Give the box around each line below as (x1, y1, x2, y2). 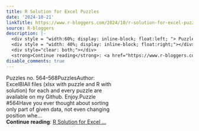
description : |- (6, 31, 46, 37)
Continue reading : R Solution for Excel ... (6, 118, 107, 125)
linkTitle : (6, 19, 33, 25)
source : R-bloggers (6, 25, 54, 31)
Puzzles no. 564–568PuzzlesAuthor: (6, 74, 95, 81)
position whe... (6, 112, 43, 119)
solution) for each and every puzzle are (6, 87, 102, 94)
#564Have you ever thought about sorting (6, 99, 109, 106)
